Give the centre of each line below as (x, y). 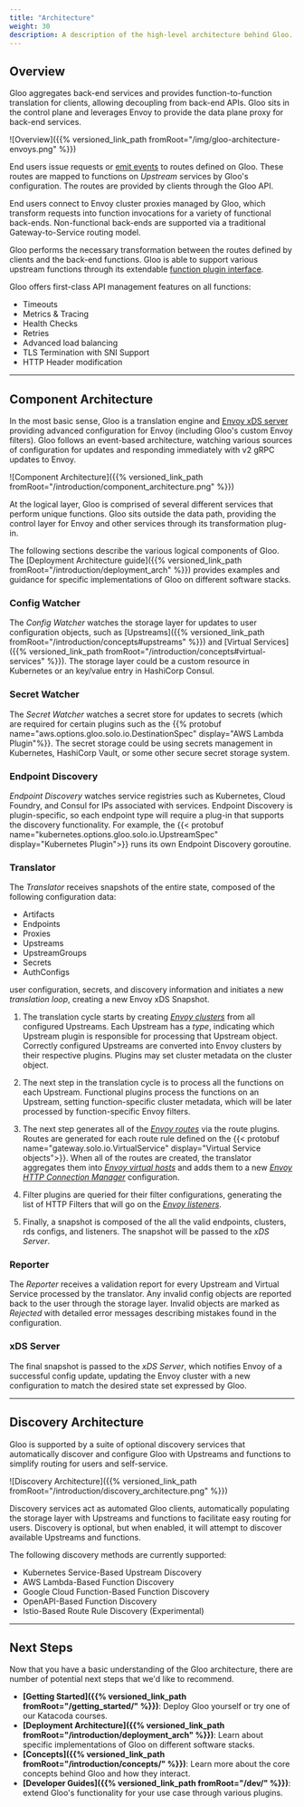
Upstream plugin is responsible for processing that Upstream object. (150, 1036)
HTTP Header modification (72, 362)
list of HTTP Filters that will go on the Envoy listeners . (122, 1204)
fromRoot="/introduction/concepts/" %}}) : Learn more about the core (156, 1764)
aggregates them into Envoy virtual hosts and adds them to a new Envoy (157, 1168)
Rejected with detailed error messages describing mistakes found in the (143, 1313)
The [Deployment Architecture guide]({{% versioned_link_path (126, 560)
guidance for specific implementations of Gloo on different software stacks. (150, 580)
